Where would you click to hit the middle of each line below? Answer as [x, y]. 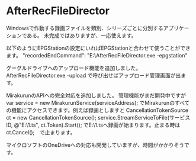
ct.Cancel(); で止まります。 [41, 132]
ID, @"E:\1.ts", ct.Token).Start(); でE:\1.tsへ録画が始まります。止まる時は [93, 125]
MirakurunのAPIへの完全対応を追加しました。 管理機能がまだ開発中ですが [96, 95]
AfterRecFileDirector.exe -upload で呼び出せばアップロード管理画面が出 [94, 75]
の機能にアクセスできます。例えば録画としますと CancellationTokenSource [97, 110]
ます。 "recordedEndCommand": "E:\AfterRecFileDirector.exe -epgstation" [97, 55]
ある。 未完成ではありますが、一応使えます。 [82, 35]
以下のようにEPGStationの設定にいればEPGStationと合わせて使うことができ [98, 48]
